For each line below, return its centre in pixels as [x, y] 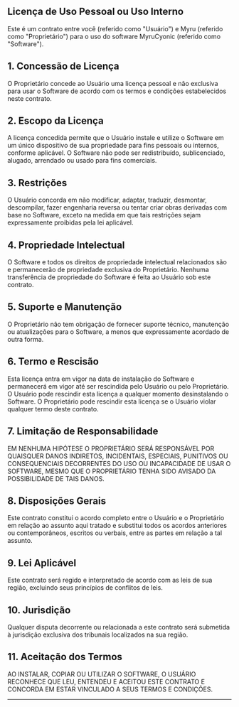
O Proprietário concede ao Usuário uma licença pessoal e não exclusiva [113, 83]
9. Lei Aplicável [42, 563]
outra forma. [26, 339]
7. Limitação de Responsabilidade [83, 432]
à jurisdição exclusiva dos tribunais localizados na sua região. [98, 635]
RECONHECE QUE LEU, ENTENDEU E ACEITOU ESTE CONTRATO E [106, 681]
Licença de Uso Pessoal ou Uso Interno [95, 12]
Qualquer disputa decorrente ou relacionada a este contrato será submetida [118, 627]
